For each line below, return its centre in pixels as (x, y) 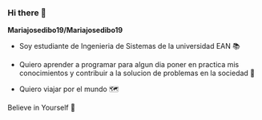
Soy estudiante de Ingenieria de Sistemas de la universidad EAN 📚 (129, 46)
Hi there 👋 (27, 13)
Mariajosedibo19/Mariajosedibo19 (65, 30)
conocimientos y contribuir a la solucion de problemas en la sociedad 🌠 (137, 73)
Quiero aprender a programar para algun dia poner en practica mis (129, 65)
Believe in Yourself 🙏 (41, 108)
